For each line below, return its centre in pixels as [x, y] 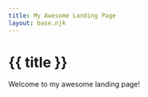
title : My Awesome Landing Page [62, 16]
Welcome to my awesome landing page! [74, 84]
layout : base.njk [37, 23]
